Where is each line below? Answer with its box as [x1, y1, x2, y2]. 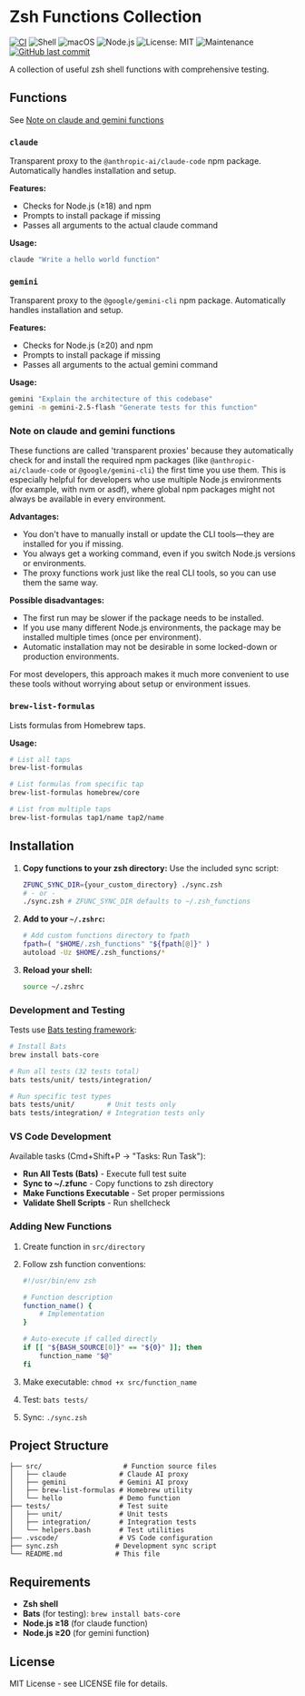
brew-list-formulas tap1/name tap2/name [9, 813, 165, 822]
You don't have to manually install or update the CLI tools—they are [22, 529, 275, 540]
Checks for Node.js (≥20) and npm [22, 340, 153, 351]
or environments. [22, 558, 87, 569]
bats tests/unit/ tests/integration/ [9, 1075, 152, 1084]
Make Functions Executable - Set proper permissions [22, 1188, 225, 1199]
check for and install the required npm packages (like [9, 455, 209, 466]
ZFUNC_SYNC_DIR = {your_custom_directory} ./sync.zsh [22, 880, 222, 889]
